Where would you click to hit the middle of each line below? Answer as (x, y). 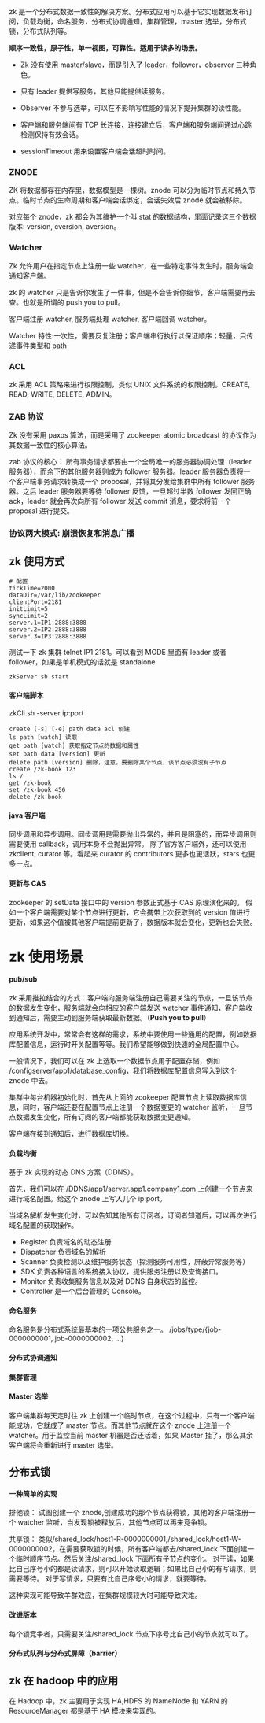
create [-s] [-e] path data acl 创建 (70, 729)
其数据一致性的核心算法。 (50, 445)
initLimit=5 (28, 608)
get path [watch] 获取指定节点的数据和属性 (74, 746)
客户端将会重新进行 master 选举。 (64, 1445)
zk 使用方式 (37, 561)
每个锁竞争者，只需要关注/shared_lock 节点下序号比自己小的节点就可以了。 (131, 1634)
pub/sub (23, 979)
